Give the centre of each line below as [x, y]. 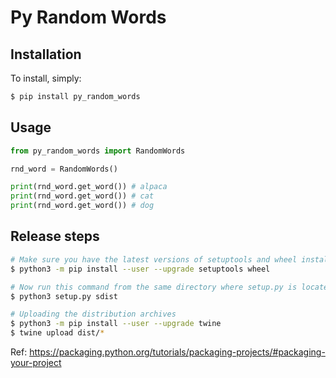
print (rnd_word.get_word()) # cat [82, 196]
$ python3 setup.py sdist [64, 296]
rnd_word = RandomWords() [64, 169]
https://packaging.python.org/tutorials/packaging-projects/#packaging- [177, 352]
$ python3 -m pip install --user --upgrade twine [116, 324]
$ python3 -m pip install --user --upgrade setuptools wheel [140, 269]
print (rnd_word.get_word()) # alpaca [89, 187]
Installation [46, 54]
